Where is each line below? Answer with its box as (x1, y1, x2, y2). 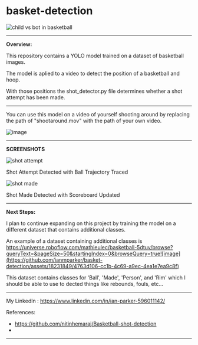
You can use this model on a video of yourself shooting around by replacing (6, 110, 190, 118)
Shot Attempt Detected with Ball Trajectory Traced (6, 168, 128, 175)
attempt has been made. (6, 93, 65, 101)
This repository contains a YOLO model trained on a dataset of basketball (6, 52, 184, 59)
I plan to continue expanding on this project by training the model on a (6, 220, 176, 227)
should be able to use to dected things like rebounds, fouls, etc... (6, 280, 164, 287)
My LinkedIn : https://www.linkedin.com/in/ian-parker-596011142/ (6, 297, 166, 304)
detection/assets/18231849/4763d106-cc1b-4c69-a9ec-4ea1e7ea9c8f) (6, 262, 180, 269)
